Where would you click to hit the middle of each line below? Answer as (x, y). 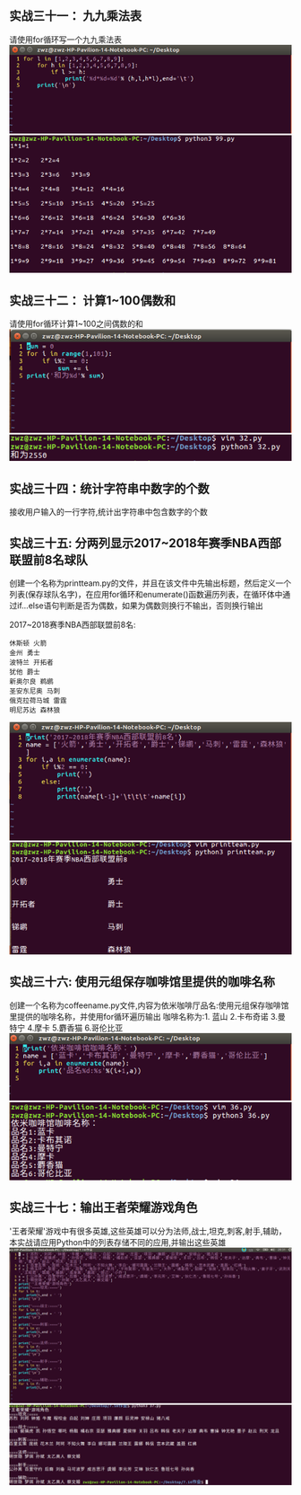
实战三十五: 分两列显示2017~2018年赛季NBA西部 (146, 543)
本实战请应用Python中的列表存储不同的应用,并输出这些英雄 (118, 1242)
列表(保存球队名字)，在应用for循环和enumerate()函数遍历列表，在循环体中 (146, 594)
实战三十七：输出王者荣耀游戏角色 (103, 1208)
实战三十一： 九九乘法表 (75, 16)
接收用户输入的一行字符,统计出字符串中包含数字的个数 (109, 512)
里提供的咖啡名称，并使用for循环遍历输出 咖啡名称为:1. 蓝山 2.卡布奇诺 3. (143, 1016)
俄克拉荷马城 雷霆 (38, 701)
